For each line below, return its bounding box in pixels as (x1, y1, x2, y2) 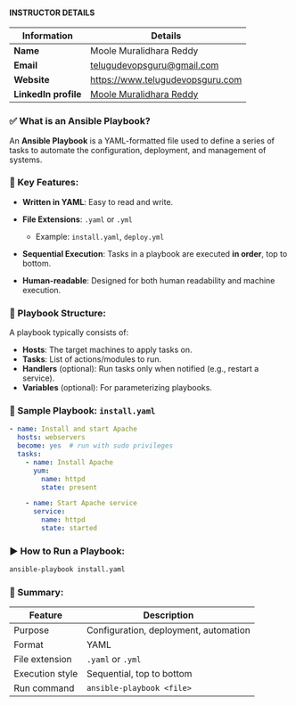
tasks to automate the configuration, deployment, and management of (9, 144, 267, 155)
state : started (41, 524, 98, 533)
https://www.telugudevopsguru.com (90, 74, 243, 86)
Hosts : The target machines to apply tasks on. (21, 344, 193, 356)
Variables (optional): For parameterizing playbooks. (21, 382, 212, 393)
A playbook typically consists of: (9, 327, 129, 338)
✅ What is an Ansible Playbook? (9, 115, 151, 127)
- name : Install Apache (25, 457, 114, 467)
